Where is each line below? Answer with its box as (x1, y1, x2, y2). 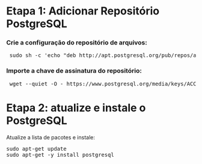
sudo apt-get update (6, 145, 67, 152)
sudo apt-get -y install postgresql (6, 151, 114, 158)
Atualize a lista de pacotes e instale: (6, 133, 95, 141)
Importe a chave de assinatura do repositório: (6, 67, 142, 75)
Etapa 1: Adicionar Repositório (6, 4, 160, 18)
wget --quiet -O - (9, 80, 64, 87)
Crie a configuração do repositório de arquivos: (6, 38, 147, 47)
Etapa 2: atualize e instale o (6, 101, 146, 115)
